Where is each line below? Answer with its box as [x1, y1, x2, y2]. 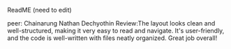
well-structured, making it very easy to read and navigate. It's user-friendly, [7, 27, 225, 35]
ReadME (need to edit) [7, 6, 72, 14]
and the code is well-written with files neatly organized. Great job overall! [7, 34, 218, 42]
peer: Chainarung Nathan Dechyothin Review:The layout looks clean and [7, 19, 216, 27]
